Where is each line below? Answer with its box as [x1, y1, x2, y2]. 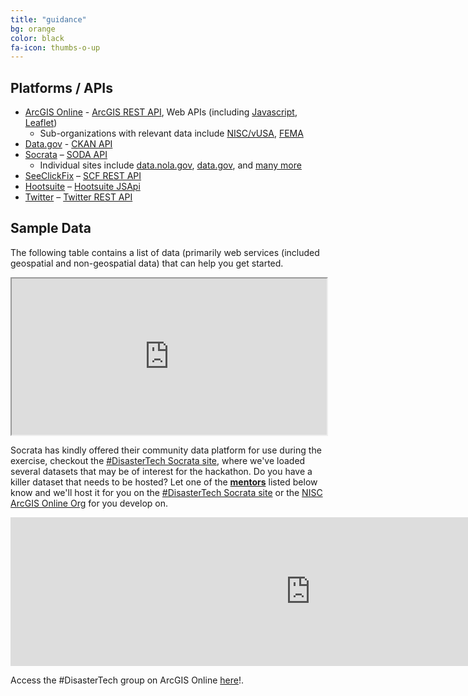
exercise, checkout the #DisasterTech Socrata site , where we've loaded [10, 454, 306, 466]
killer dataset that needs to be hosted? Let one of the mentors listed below [10, 476, 318, 488]
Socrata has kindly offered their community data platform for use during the [10, 444, 322, 456]
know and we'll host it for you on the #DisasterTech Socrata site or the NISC [10, 486, 323, 498]
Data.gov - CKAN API [24, 138, 113, 150]
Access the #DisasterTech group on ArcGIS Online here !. [10, 674, 244, 686]
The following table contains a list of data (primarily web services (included [10, 246, 320, 258]
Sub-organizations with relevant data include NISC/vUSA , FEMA [39, 127, 304, 140]
